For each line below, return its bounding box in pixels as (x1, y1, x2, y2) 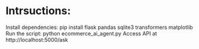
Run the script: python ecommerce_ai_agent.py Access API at (5, 30, 157, 37)
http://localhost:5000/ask (5, 36, 68, 43)
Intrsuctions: (5, 4, 71, 18)
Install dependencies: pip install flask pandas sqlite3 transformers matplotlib (5, 24, 194, 31)
